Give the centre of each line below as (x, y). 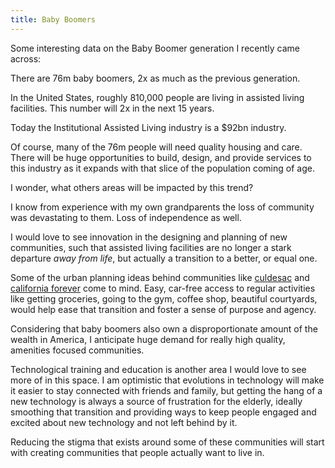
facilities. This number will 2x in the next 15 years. (112, 108)
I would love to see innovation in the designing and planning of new (149, 237)
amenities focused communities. (77, 350)
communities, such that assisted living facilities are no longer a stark (151, 247)
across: (26, 58)
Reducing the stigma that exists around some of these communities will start (167, 442)
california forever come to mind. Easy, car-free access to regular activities (163, 288)
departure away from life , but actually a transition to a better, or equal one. (164, 258)
